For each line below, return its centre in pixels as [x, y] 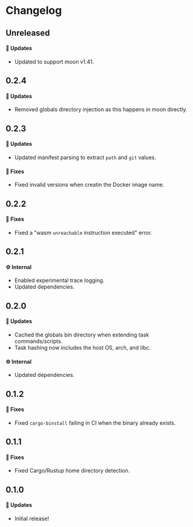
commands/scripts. [38, 341]
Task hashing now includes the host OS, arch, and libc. [83, 347]
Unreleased [28, 33]
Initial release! [32, 519]
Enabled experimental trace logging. [59, 280]
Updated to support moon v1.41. [54, 62]
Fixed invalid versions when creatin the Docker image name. [89, 185]
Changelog [34, 11]
